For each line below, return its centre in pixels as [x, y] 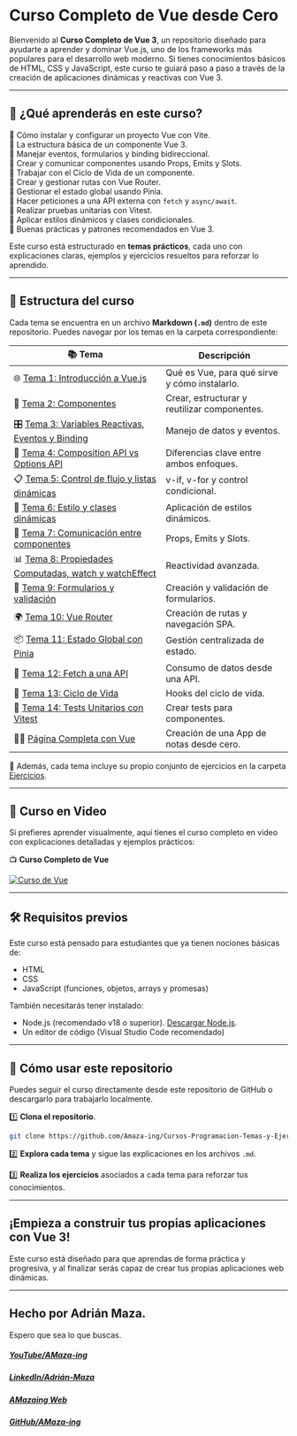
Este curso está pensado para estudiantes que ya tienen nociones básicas [145, 943]
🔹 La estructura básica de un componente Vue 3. [99, 144]
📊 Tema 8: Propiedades [63, 558]
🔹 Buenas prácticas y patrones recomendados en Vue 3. [112, 229]
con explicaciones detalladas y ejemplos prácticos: [102, 842]
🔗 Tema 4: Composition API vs [76, 452]
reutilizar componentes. [215, 409]
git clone [27, 1136]
